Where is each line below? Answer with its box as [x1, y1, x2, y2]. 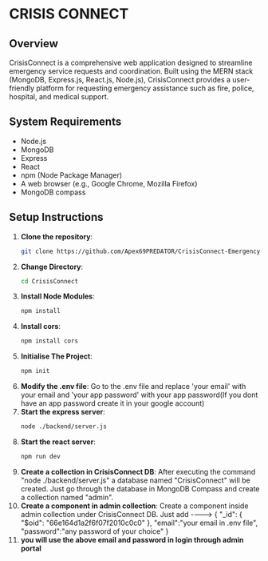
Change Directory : [20, 262, 84, 271]
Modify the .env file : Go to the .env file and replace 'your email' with [20, 382, 246, 391]
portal [20, 543, 42, 553]
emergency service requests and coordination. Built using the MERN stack [9, 66, 254, 76]
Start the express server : [20, 407, 106, 416]
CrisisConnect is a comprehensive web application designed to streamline [9, 58, 253, 67]
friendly [9, 83, 35, 93]
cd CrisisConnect [20, 277, 79, 285]
